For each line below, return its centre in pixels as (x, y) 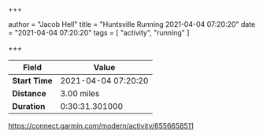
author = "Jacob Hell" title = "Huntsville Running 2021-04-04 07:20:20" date (132, 24)
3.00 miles (80, 93)
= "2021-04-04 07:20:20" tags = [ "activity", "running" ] (99, 33)
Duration (29, 106)
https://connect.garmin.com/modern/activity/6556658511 (101, 126)
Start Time (32, 81)
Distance (29, 93)
